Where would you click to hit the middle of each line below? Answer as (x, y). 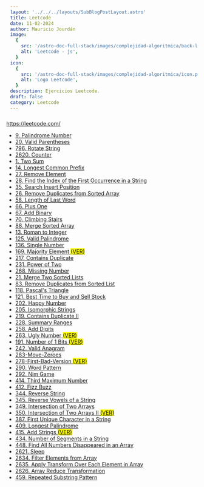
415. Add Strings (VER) (43, 432)
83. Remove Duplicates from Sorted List (65, 284)
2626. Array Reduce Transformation (60, 471)
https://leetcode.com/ (33, 123)
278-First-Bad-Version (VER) (51, 361)
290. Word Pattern (38, 367)
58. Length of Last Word (45, 200)
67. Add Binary (33, 213)
